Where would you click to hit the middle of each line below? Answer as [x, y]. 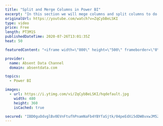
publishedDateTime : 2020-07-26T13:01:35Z [48, 37]
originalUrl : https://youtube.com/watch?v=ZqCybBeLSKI [62, 18]
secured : [14, 116]
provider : [15, 59]
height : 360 [26, 103]
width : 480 [25, 98]
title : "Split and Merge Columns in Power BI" [53, 9]
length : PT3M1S [20, 32]
